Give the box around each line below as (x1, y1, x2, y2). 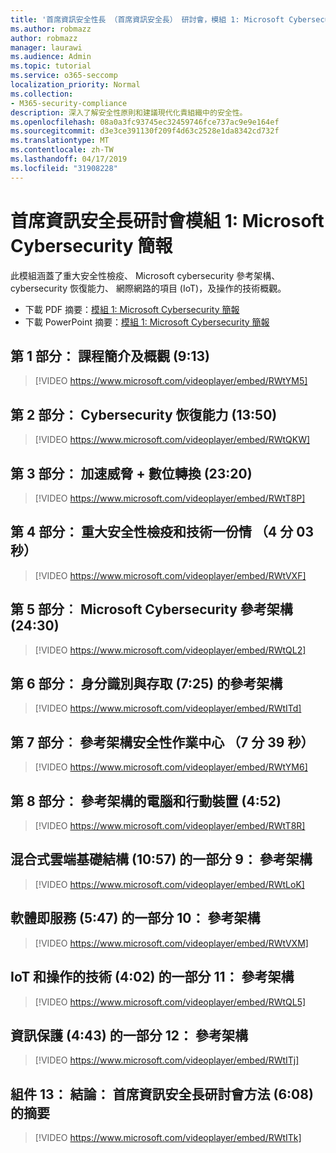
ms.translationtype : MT (10, 136, 110, 146)
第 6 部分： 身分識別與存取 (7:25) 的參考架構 (10, 676, 283, 693)
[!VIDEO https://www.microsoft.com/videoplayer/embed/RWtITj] (34, 1054, 300, 1066)
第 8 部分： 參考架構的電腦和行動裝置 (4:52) (10, 792, 282, 810)
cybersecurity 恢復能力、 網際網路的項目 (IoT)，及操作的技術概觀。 (10, 282, 287, 294)
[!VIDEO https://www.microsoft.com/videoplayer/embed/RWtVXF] (34, 569, 307, 581)
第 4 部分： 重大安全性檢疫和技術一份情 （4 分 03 (10, 524, 314, 541)
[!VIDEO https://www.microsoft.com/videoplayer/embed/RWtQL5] (34, 996, 307, 1008)
